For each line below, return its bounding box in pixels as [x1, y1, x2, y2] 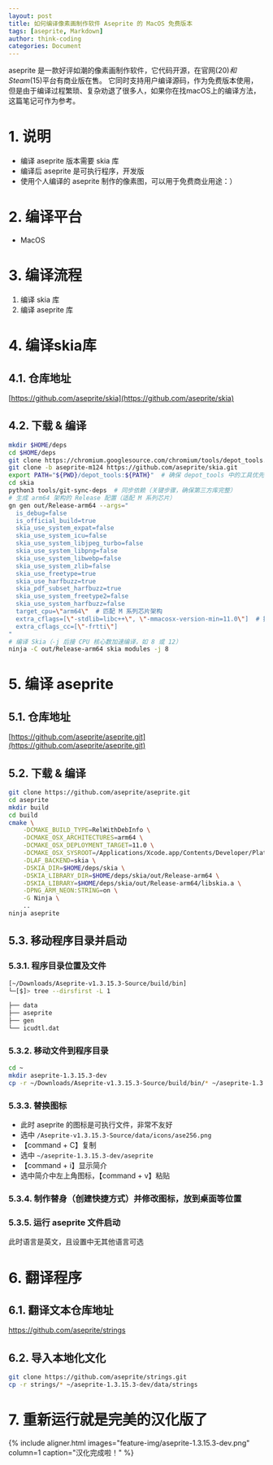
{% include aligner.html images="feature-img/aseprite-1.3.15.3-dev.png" [8, 1437, 250, 1448]
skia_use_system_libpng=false [15, 547, 118, 555]
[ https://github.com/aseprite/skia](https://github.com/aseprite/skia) [8, 393, 234, 403]
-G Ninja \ [23, 894, 60, 903]
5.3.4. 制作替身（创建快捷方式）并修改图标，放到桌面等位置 [8, 1193, 242, 1205]
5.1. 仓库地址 [8, 709, 71, 724]
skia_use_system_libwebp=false [15, 554, 122, 562]
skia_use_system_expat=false [15, 524, 115, 533]
